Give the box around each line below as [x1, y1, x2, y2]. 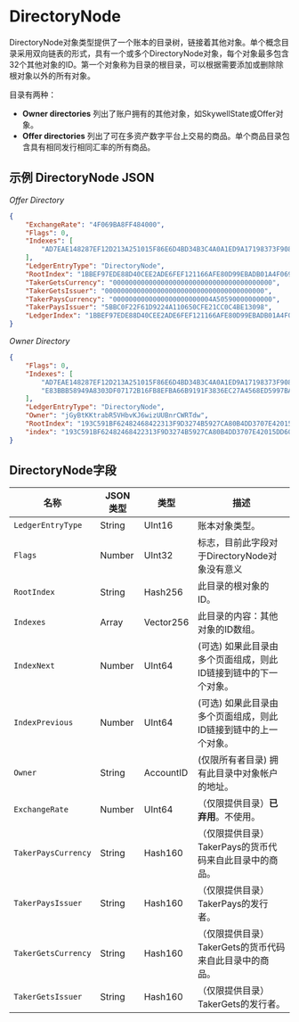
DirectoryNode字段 [9, 463, 117, 478]
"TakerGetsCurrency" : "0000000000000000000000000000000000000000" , [25, 278, 280, 287]
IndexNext [13, 661, 55, 671]
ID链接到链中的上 [197, 724, 270, 737]
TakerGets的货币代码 [197, 941, 286, 953]
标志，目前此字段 [197, 537, 270, 549]
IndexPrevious [13, 718, 74, 728]
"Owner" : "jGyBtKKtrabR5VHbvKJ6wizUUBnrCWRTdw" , [25, 411, 209, 420]
